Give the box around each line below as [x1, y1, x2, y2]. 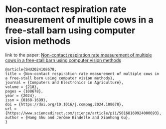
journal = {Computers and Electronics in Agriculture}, [5, 80, 124, 85]
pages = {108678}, [5, 88, 43, 93]
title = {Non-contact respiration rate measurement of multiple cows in [5, 71, 160, 76]
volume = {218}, [5, 84, 39, 89]
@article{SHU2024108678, [5, 66, 57, 72]
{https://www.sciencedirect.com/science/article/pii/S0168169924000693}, [5, 110, 162, 115]
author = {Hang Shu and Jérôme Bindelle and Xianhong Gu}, [5, 115, 131, 120]
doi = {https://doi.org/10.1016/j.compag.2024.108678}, [5, 101, 124, 107]
